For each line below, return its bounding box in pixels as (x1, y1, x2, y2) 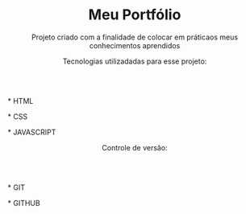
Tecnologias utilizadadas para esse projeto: (62, 56, 207, 66)
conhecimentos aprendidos (89, 40, 181, 50)
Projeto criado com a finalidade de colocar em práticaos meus (31, 32, 239, 42)
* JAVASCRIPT (7, 127, 56, 137)
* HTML (7, 96, 34, 105)
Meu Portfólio (88, 6, 181, 24)
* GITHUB (7, 198, 41, 208)
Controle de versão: (102, 142, 168, 152)
